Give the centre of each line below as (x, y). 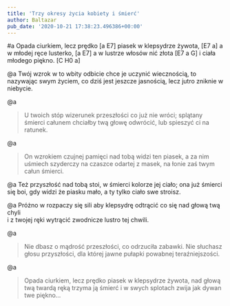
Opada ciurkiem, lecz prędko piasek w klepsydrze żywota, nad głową (122, 280)
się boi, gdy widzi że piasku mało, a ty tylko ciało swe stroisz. (94, 192)
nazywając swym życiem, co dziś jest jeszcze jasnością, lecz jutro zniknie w (115, 81)
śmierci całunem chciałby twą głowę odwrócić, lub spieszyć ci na (117, 123)
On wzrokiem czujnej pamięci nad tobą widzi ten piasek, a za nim (117, 156)
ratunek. (36, 130)
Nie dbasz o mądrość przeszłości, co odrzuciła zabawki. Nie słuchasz (123, 247)
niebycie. (20, 89)
